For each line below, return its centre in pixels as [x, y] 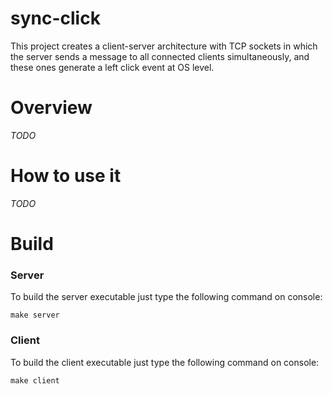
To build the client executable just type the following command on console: [165, 362]
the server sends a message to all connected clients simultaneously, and [160, 56]
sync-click [55, 18]
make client [35, 380]
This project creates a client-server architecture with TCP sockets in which [164, 46]
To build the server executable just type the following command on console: [166, 297]
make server [35, 315]
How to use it [66, 176]
